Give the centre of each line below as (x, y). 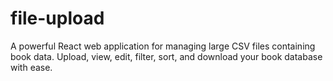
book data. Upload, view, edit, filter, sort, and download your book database (166, 56)
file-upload (57, 18)
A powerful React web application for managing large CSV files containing (163, 46)
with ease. (31, 67)
